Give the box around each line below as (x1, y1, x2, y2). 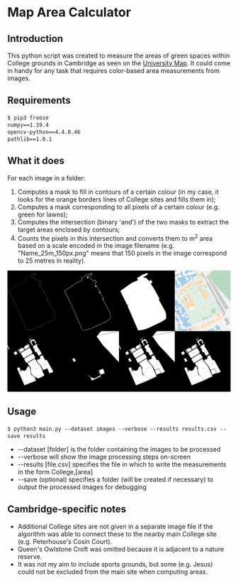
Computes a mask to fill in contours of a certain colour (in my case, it (17, 187, 220, 196)
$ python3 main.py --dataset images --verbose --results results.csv (7, 425, 217, 432)
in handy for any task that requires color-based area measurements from (7, 67, 220, 75)
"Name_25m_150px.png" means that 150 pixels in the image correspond (17, 249, 227, 258)
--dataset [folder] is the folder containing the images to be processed (17, 445, 221, 453)
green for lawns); (17, 210, 69, 219)
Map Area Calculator (7, 4, 131, 21)
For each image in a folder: (7, 173, 86, 182)
